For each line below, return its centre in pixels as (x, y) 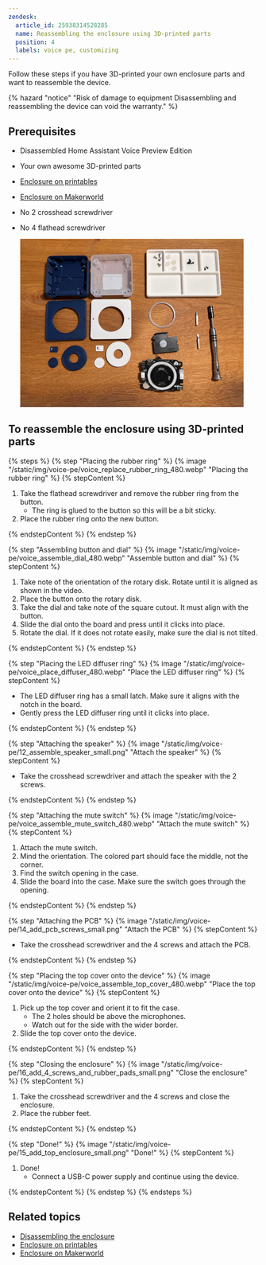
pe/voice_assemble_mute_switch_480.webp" (81, 823)
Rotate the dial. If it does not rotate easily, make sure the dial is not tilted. (139, 632)
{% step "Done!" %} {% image (58, 1144)
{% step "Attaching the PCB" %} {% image (78, 920)
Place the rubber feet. (55, 1113)
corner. (31, 865)
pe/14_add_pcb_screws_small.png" (66, 929)
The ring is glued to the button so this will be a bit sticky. (124, 510)
